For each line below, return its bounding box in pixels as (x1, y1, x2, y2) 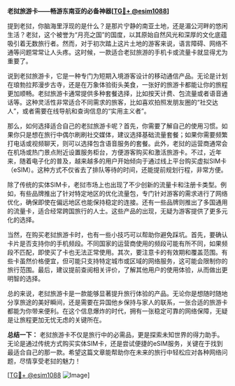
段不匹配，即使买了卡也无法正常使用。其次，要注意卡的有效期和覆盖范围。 (7, 248, 222, 256)
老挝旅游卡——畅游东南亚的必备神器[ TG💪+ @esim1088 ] (7, 7, 170, 15)
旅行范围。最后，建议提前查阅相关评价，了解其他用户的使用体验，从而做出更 (7, 266, 228, 274)
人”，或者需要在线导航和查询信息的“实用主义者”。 (7, 107, 150, 115)
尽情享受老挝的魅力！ (19, 357, 81, 365)
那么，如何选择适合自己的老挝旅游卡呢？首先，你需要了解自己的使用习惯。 (7, 122, 222, 130)
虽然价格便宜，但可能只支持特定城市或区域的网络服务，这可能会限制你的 (19, 257, 228, 265)
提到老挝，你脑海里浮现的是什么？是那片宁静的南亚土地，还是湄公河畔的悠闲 (7, 22, 228, 30)
